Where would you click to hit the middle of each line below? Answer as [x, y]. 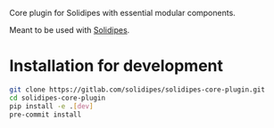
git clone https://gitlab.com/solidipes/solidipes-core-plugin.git [137, 89]
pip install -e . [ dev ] [51, 106]
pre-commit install [46, 115]
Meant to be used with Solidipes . [70, 30]
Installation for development [116, 66]
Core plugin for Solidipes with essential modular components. [123, 13]
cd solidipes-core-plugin [57, 98]
